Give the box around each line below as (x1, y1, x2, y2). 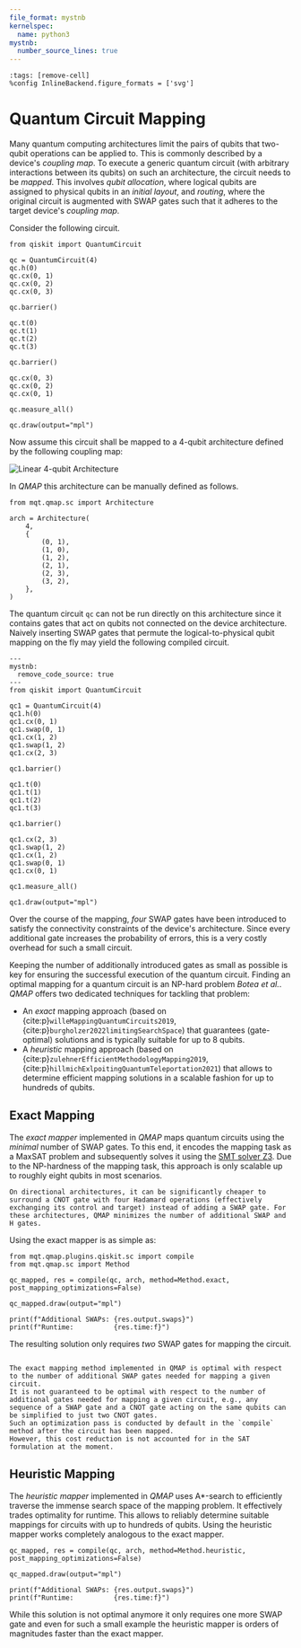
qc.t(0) (9, 319, 39, 328)
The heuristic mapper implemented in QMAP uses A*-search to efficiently (9, 1490, 283, 1501)
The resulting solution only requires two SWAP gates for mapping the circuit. (9, 1338, 292, 1349)
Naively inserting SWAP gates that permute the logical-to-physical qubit (9, 628, 275, 639)
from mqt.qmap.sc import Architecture (9, 498, 154, 507)
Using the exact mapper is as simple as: (9, 1234, 157, 1245)
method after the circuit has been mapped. (9, 1426, 175, 1435)
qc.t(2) (9, 334, 39, 344)
